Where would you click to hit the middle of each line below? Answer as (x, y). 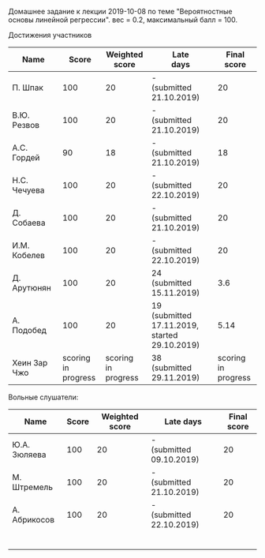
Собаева (29, 223)
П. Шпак (28, 88)
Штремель (33, 487)
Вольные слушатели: (43, 397)
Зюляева (29, 455)
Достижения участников (50, 35)
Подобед (30, 330)
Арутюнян (32, 288)
